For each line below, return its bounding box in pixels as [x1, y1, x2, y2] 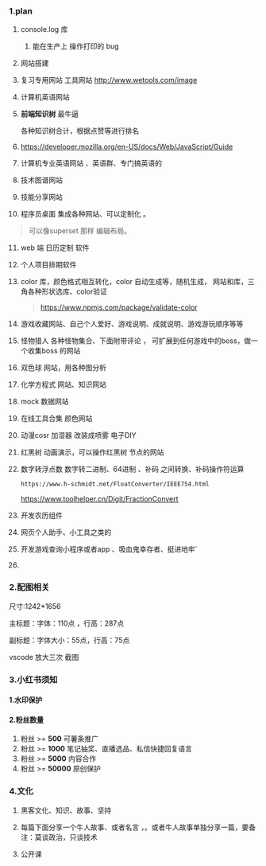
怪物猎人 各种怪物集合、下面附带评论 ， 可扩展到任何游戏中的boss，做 [20, 336, 252, 345]
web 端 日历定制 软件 [20, 243, 90, 252]
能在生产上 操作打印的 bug [32, 41, 119, 51]
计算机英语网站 [20, 92, 70, 102]
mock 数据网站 [20, 396, 70, 407]
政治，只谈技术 [48, 832, 98, 841]
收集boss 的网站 [27, 346, 81, 356]
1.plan [9, 6, 33, 17]
